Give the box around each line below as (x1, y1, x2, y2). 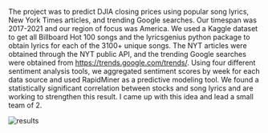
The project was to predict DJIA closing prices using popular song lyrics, (8, 7, 250, 16)
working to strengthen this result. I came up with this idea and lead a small (8, 92, 254, 101)
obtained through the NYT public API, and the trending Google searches (8, 50, 247, 58)
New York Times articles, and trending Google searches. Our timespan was (8, 15, 257, 25)
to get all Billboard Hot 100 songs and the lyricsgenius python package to (8, 32, 250, 42)
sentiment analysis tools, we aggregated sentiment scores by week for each (8, 66, 260, 75)
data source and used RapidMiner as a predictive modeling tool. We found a (8, 75, 259, 84)
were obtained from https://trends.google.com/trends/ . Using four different (8, 58, 256, 67)
